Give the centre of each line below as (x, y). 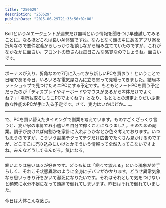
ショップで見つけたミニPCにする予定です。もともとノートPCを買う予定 (86, 86)
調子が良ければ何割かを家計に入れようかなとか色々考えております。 (83, 132)
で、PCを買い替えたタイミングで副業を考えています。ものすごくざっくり (79, 120)
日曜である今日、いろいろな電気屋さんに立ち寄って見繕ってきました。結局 (81, 80)
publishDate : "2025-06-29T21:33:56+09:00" (49, 19)
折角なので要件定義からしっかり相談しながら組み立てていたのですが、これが (83, 46)
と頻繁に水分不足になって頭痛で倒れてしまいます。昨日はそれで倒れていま (80, 184)
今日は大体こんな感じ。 (29, 201)
